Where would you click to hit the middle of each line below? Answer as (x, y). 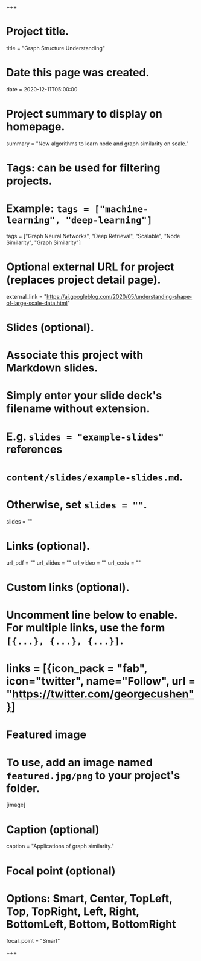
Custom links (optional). (68, 587)
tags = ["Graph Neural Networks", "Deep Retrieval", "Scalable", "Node (93, 236)
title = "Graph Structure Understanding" (56, 48)
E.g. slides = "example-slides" (85, 436)
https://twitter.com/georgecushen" (103, 694)
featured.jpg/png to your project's (93, 775)
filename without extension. (78, 409)
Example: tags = (48, 209)
